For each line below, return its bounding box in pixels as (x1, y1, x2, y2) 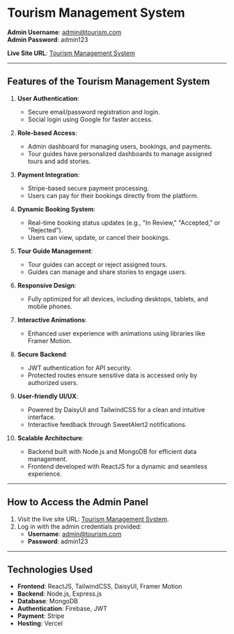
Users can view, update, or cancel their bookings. (27, 233, 171, 241)
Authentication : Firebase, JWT (17, 605, 108, 613)
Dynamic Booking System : (17, 204, 96, 213)
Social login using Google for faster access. (27, 115, 153, 123)
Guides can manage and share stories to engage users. (27, 267, 187, 276)
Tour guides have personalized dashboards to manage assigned (27, 149, 212, 158)
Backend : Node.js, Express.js (17, 589, 102, 598)
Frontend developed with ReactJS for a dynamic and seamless (27, 462, 208, 470)
